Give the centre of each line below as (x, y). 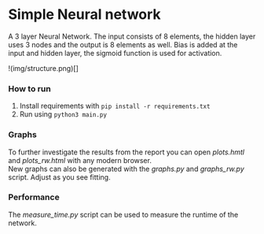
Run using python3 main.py (63, 114)
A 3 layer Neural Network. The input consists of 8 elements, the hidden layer (132, 36)
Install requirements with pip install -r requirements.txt (115, 106)
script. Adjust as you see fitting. (60, 177)
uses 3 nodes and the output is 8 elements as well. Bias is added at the (123, 44)
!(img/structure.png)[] (43, 68)
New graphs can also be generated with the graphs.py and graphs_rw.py (126, 169)
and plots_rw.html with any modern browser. (80, 160)
